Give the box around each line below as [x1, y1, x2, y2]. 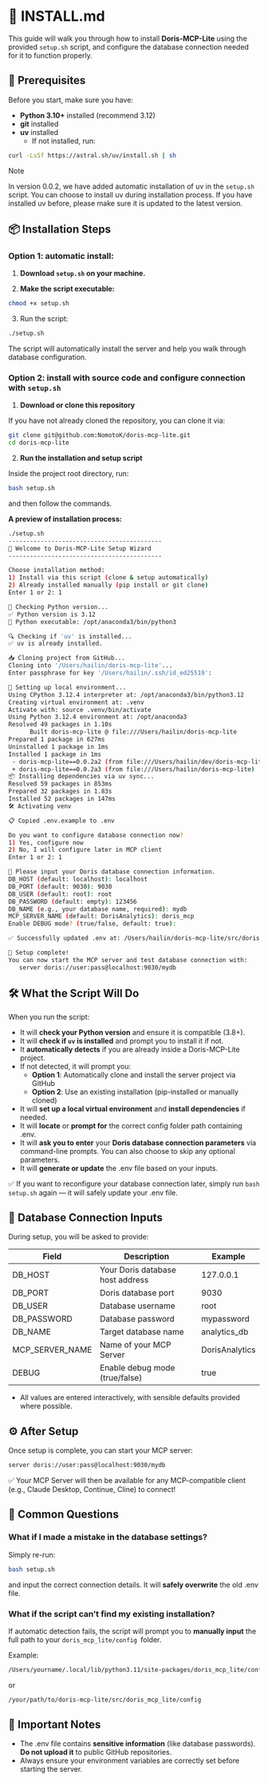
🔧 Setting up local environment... [8, 683, 127, 691]
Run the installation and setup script [19, 453, 143, 463]
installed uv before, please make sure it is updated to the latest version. [8, 198, 243, 208]
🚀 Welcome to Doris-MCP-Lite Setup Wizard [8, 544, 152, 552]
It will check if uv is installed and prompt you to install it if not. [19, 1036, 224, 1045]
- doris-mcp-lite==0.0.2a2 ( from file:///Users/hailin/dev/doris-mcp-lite [11, 758, 266, 766]
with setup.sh [8, 382, 61, 393]
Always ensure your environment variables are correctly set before [19, 1756, 240, 1765]
